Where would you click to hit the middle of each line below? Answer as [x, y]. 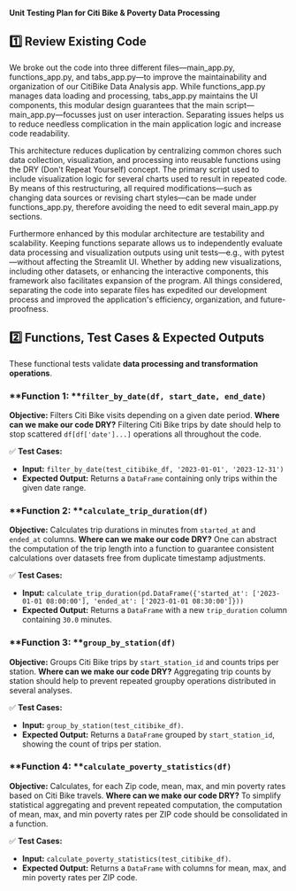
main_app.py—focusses [53, 114]
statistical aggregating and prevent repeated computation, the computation [146, 804]
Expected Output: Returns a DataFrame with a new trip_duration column [154, 610]
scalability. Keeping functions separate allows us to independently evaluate [146, 243]
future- [273, 299]
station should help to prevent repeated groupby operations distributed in [143, 680]
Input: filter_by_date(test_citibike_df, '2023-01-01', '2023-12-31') [153, 469]
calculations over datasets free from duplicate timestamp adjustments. [137, 558]
